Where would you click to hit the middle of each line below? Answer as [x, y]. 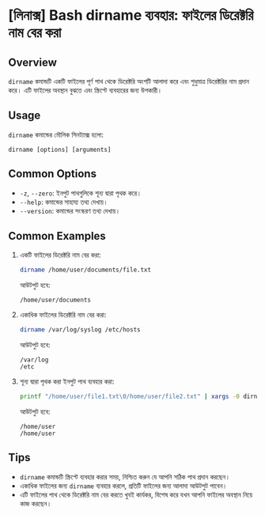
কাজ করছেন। [36, 503]
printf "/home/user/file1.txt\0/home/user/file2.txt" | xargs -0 [129, 397]
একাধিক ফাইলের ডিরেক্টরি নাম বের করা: [63, 315]
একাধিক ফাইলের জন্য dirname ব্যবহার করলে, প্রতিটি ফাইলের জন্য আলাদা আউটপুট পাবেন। [123, 486]
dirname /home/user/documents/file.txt [85, 270]
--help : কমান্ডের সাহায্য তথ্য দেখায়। [64, 202]
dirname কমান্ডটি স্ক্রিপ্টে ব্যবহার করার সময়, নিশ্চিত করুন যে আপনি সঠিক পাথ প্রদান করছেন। [125, 476]
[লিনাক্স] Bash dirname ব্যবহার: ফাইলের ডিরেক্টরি [131, 15]
